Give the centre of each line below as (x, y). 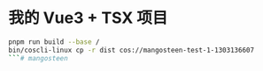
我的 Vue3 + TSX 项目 (88, 18)
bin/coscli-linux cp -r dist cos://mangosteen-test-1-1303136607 (131, 50)
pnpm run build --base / (54, 42)
